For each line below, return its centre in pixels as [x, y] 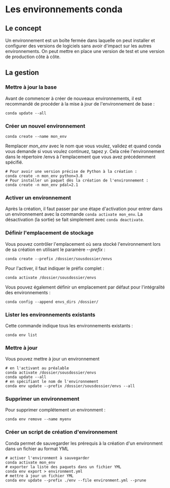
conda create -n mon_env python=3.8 [44, 176]
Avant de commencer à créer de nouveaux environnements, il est [74, 98]
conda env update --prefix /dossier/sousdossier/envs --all [70, 386]
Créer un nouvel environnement [45, 126]
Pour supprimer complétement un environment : [55, 410]
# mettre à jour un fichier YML [39, 476]
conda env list [21, 335]
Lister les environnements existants [50, 315]
